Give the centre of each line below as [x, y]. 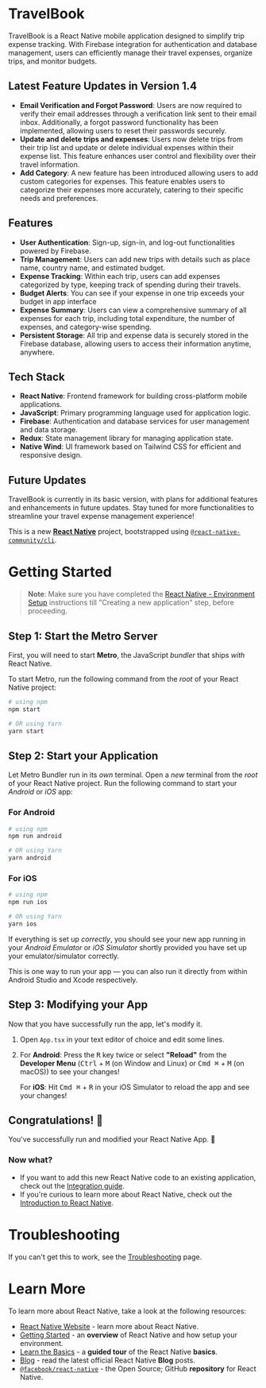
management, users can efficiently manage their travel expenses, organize [130, 52]
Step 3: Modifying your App [78, 1005]
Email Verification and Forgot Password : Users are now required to [131, 105]
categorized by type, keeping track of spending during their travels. [130, 284]
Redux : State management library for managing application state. [127, 439]
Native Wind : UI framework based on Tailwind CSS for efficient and [130, 447]
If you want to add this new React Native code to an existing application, [138, 1177]
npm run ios [28, 903]
